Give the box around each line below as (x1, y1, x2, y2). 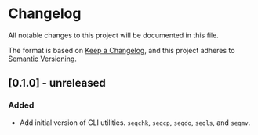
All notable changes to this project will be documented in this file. (8, 30, 220, 40)
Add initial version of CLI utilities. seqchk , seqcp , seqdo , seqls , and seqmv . (19, 118, 251, 127)
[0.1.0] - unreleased (8, 76, 106, 90)
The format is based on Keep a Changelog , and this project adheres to (8, 45, 235, 55)
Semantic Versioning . (8, 54, 77, 63)
